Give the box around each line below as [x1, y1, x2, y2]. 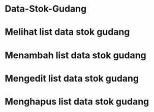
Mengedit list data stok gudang [5, 72, 139, 84]
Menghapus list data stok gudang [5, 96, 149, 107]
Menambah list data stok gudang [5, 49, 147, 61]
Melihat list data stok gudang [5, 26, 130, 38]
